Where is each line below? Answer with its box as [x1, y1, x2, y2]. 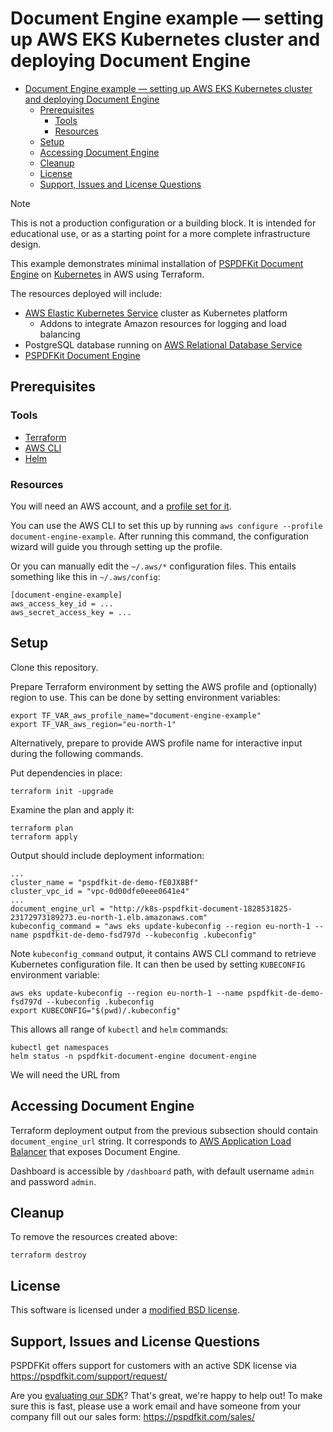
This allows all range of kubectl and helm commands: [10, 1023, 229, 1035]
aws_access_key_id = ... [10, 598, 114, 609]
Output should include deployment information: [10, 849, 205, 861]
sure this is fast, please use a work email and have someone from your [10, 1400, 302, 1412]
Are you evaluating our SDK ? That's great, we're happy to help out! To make [10, 1389, 323, 1401]
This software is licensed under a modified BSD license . [10, 1304, 240, 1316]
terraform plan [10, 823, 74, 833]
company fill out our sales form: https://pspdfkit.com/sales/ [10, 1410, 255, 1422]
